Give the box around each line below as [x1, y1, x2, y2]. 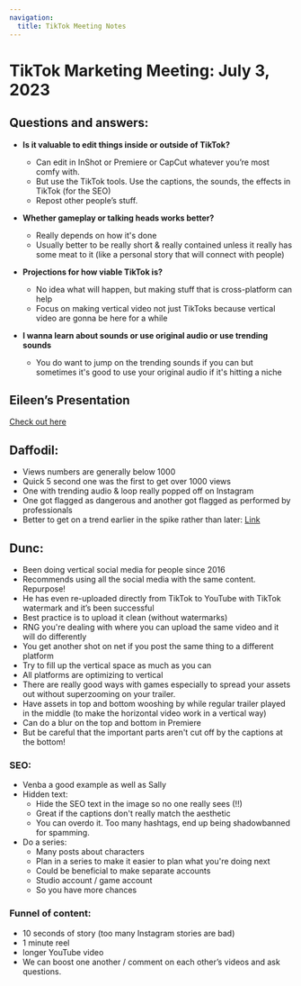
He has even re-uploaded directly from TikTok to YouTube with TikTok [22, 593, 281, 603]
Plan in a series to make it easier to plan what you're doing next [35, 856, 271, 867]
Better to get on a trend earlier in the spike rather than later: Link [22, 514, 261, 525]
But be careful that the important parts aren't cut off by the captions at [22, 727, 283, 737]
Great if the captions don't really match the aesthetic [35, 808, 231, 819]
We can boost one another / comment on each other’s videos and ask [22, 956, 280, 967]
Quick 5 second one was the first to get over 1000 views [22, 476, 232, 487]
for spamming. [35, 828, 90, 838]
